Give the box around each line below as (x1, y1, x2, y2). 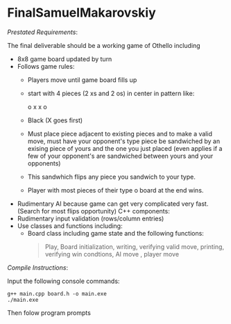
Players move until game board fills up (27, 75, 137, 84)
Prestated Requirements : (7, 28, 78, 36)
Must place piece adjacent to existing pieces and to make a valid (27, 129, 213, 138)
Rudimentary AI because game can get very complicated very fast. (17, 200, 209, 208)
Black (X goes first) (27, 116, 83, 124)
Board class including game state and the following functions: (27, 229, 205, 237)
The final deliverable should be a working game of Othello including (7, 41, 200, 49)
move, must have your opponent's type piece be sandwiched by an (27, 137, 221, 145)
